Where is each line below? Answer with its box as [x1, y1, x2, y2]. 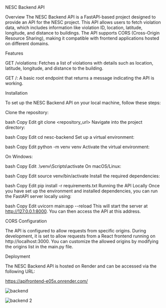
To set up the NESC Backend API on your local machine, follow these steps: [5, 100, 161, 106]
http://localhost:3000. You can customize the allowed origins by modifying [5, 238, 159, 244]
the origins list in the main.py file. [5, 244, 73, 249]
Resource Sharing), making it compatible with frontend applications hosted [5, 35, 159, 41]
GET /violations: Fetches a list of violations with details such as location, [5, 60, 153, 66]
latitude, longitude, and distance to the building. [5, 65, 103, 71]
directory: [5, 125, 25, 130]
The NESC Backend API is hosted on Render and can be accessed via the [5, 263, 156, 269]
